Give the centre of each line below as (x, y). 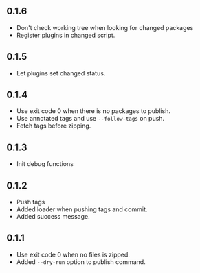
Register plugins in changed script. (66, 35)
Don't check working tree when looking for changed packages (105, 27)
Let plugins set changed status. (61, 73)
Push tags (31, 202)
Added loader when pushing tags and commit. (82, 209)
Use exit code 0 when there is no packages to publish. (93, 111)
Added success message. (53, 217)
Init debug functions (45, 164)
